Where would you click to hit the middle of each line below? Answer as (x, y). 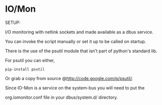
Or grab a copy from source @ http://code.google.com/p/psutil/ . (69, 78)
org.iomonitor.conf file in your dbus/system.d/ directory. (62, 97)
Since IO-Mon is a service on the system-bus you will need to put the (75, 88)
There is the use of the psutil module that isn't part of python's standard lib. (81, 51)
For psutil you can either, (30, 60)
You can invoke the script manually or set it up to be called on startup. (76, 41)
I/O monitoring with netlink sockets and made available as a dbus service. (79, 32)
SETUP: (13, 22)
